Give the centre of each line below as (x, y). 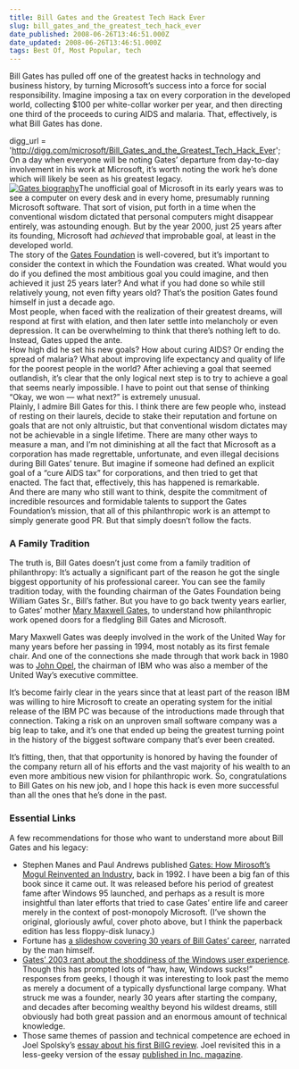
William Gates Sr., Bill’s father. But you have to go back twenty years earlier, (148, 601)
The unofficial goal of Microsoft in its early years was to (181, 188)
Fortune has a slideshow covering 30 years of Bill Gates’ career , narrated (156, 940)
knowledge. (44, 1026)
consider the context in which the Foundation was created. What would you (148, 264)
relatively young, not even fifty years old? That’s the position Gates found (144, 293)
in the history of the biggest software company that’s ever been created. (142, 740)
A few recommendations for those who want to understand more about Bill (146, 838)
